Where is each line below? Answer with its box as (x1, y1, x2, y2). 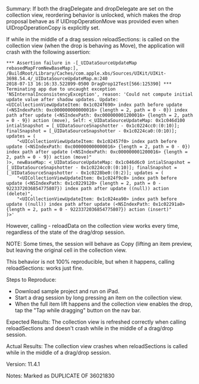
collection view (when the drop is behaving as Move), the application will (6, 42, 185, 49)
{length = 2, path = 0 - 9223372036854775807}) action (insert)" (6, 206, 172, 212)
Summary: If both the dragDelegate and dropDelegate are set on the (6, 5, 174, 12)
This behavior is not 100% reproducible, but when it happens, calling (6, 258, 175, 265)
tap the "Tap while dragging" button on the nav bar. (14, 307, 141, 313)
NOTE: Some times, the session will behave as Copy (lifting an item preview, (6, 240, 192, 247)
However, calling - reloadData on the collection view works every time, (6, 223, 180, 229)
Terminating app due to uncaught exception (6, 86, 116, 92)
